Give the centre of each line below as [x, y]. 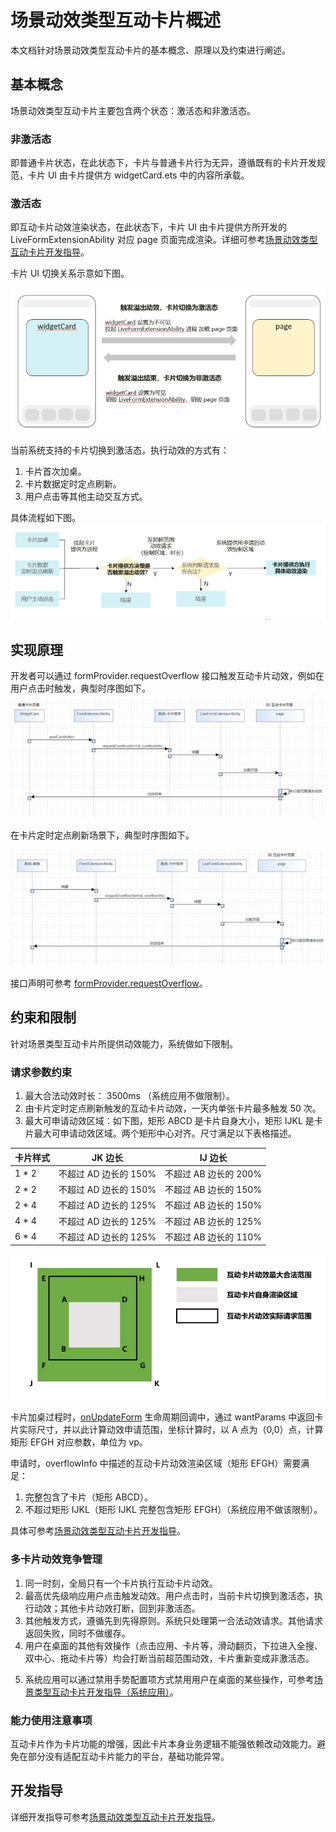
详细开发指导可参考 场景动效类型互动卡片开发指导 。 [115, 1817]
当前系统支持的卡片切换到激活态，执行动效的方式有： [120, 450]
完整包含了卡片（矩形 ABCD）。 [88, 1497]
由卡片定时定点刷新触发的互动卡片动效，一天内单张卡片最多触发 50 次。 [173, 1108]
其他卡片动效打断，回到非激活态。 [130, 1608]
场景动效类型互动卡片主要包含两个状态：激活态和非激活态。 [133, 110]
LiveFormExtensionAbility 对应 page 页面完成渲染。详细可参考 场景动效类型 [164, 240]
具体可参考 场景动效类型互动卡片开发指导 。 [98, 1531]
